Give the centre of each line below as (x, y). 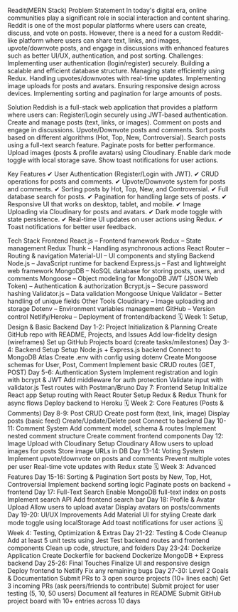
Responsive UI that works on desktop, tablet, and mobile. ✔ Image (104, 204)
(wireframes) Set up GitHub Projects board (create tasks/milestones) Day (114, 342)
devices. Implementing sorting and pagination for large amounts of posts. (115, 93)
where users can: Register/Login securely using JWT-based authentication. (118, 115)
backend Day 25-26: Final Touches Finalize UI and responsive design (109, 563)
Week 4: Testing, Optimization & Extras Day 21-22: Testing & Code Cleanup (117, 533)
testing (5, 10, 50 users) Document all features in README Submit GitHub (114, 593)
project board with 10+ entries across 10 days (74, 601)
